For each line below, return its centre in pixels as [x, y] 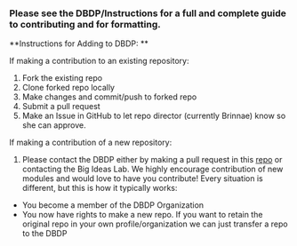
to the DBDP [44, 234]
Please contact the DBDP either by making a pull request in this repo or [152, 160]
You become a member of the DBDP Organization [113, 205]
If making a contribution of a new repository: [91, 143]
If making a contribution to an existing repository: [99, 61]
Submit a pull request [61, 107]
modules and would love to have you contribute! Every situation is [143, 179]
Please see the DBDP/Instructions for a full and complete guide [148, 13]
